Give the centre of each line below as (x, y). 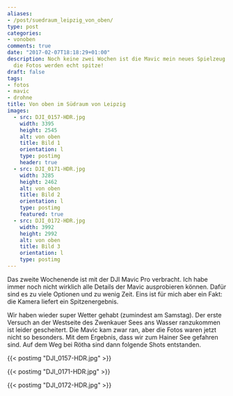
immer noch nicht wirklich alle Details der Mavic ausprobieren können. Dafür (117, 287)
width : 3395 (37, 124)
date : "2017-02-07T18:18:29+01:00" (59, 53)
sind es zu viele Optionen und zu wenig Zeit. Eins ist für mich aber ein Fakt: (115, 294)
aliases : (20, 14)
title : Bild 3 (40, 247)
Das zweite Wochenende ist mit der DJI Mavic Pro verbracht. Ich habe (108, 279)
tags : (15, 78)
